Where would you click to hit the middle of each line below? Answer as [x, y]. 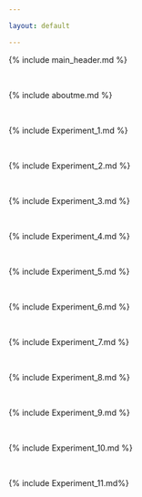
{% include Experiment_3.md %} [70, 200]
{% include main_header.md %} [68, 59]
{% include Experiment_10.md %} [71, 448]
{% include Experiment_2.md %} [70, 166]
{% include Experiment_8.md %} [70, 377]
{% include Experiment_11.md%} [69, 482]
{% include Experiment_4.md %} [70, 236]
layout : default [39, 25]
